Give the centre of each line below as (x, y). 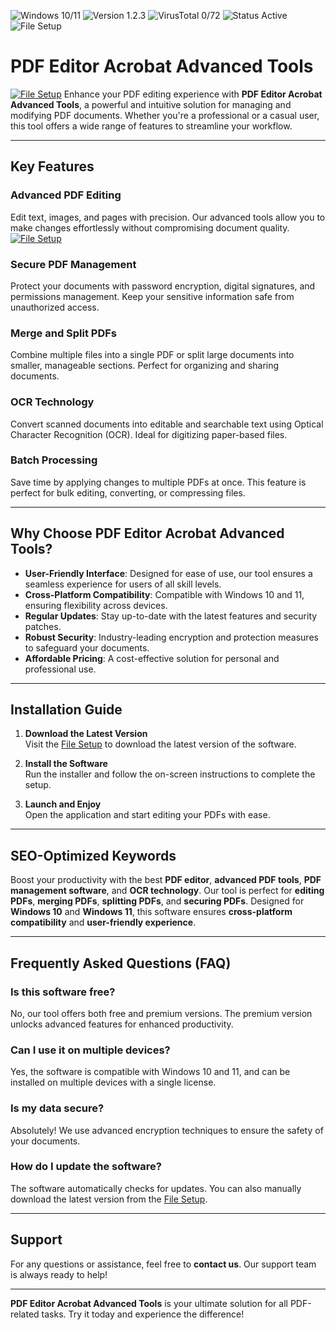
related (25, 1314)
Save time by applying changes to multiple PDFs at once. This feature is (158, 482)
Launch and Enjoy (63, 804)
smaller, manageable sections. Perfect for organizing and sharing (145, 366)
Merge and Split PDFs (64, 333)
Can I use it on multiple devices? (90, 1050)
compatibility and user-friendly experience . (103, 922)
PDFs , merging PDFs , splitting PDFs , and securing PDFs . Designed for (157, 901)
